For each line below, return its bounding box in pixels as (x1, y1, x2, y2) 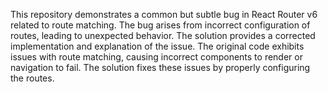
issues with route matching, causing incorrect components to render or (10, 51, 303, 63)
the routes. (10, 72, 55, 84)
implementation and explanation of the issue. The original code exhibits (10, 40, 305, 52)
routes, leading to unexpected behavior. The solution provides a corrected (10, 30, 316, 41)
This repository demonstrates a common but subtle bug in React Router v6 (10, 9, 318, 20)
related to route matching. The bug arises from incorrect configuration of (10, 19, 311, 31)
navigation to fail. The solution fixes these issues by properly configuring (10, 62, 311, 73)
